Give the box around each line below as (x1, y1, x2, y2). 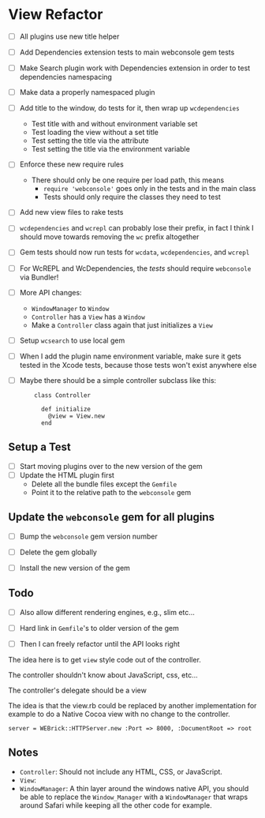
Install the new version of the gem (19, 563, 130, 572)
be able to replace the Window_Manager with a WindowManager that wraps (19, 792, 248, 801)
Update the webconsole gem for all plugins (8, 511, 215, 524)
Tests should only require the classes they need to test (43, 192, 221, 202)
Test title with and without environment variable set (31, 119, 198, 129)
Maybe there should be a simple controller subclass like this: (19, 375, 217, 385)
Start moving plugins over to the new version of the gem (19, 461, 203, 471)
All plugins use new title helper (19, 32, 120, 41)
